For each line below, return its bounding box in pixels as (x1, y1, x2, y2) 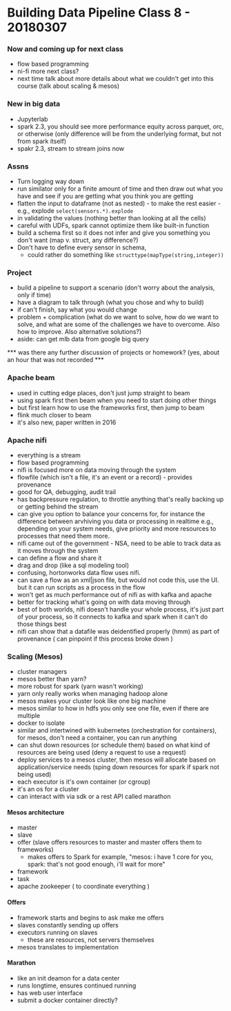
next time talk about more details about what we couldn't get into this (17, 75, 214, 83)
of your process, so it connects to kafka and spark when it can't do (17, 612, 208, 621)
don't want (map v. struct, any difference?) (17, 236, 139, 245)
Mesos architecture (7, 808, 65, 816)
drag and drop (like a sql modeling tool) (17, 561, 130, 569)
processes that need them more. (17, 531, 110, 540)
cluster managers (17, 668, 68, 676)
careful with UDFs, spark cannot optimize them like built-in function (17, 221, 210, 229)
